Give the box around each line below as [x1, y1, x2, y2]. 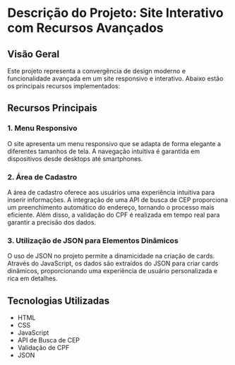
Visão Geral [7, 48, 60, 60]
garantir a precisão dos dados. [7, 217, 97, 227]
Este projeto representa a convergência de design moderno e [7, 67, 186, 75]
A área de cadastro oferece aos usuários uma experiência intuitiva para [7, 188, 215, 196]
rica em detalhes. [7, 274, 58, 283]
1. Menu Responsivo [7, 124, 78, 133]
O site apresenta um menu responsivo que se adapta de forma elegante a [7, 139, 221, 148]
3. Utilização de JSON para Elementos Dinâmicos [7, 235, 179, 245]
